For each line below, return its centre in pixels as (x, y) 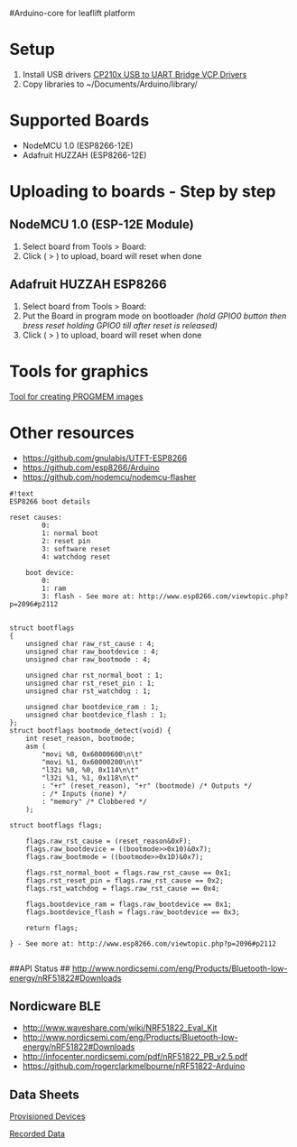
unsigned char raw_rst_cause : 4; (90, 643)
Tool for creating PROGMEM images (76, 396)
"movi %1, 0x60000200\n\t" (93, 762)
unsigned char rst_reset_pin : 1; (90, 683)
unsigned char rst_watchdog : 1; (88, 691)
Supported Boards (79, 120)
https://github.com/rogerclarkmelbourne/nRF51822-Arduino (134, 1066)
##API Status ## (40, 968)
